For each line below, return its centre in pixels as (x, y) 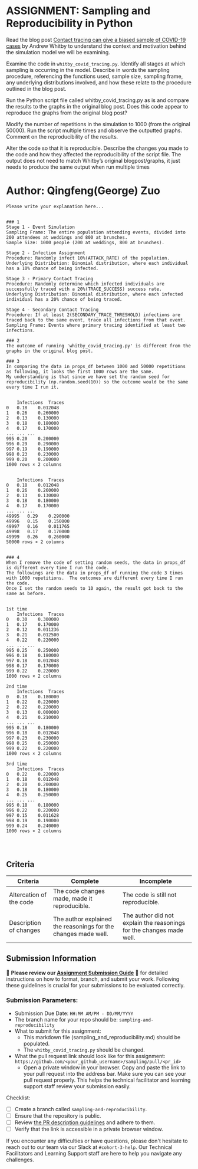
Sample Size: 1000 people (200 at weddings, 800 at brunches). (85, 242)
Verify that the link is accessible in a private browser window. (89, 1129)
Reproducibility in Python (70, 23)
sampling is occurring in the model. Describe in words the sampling (88, 70)
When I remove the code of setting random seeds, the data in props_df (96, 562)
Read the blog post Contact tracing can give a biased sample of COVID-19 (96, 40)
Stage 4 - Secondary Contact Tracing (52, 310)
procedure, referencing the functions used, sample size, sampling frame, (95, 76)
